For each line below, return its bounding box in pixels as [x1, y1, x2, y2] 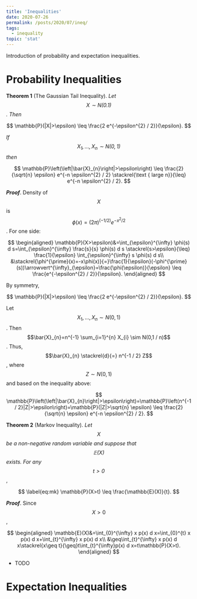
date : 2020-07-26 [6, 14, 49, 20]
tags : [6, 25, 19, 31]
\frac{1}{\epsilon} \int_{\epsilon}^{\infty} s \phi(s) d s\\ [34, 252, 164, 259]
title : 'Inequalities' [6, 8, 62, 15]
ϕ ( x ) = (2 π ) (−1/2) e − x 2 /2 [72, 216, 126, 226]
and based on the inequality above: [6, 380, 92, 387]
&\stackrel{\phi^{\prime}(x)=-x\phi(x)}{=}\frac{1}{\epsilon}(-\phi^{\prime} [11, 258, 187, 265]
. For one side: [6, 228, 41, 235]
